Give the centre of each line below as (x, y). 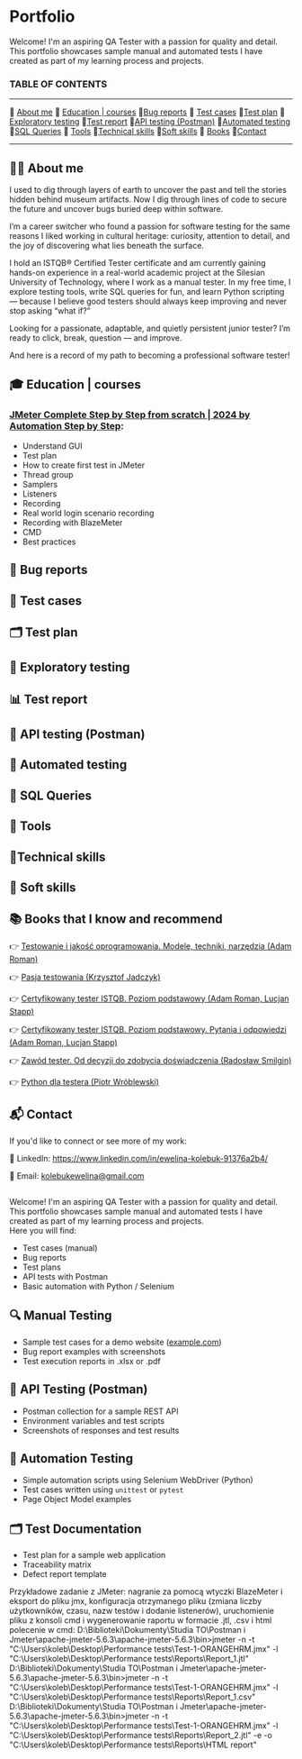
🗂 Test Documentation (75, 1529)
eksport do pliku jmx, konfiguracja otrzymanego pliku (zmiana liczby (136, 1601)
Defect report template (64, 1574)
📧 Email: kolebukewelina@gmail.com (77, 1176)
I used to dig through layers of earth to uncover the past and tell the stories (148, 190)
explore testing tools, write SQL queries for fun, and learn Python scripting (147, 292)
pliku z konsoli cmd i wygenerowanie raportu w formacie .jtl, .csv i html (141, 1620)
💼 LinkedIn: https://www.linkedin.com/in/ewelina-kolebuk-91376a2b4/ (138, 1158)
